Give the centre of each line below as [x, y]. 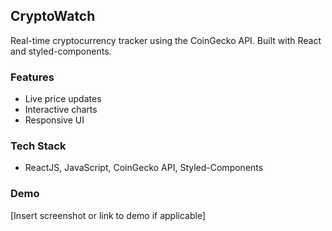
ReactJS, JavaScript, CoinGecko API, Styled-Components [144, 168]
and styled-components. [61, 51]
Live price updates [63, 99]
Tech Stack [38, 146]
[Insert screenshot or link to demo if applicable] [108, 215]
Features [32, 77]
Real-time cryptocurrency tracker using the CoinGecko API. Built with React [166, 40]
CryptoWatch [53, 16]
